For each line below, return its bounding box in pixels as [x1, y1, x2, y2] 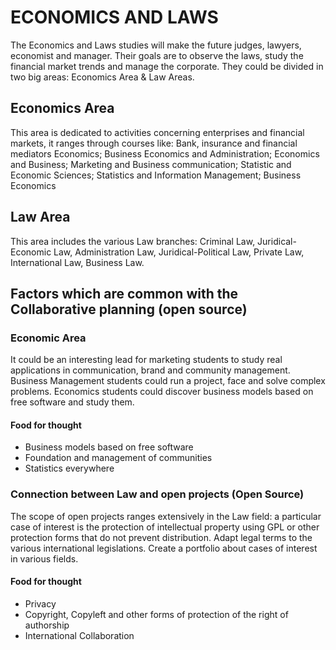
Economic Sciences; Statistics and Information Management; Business [10, 169, 302, 181]
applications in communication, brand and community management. [10, 364, 291, 376]
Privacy [24, 597, 57, 610]
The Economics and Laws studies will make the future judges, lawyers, [10, 39, 302, 51]
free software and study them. [10, 396, 135, 408]
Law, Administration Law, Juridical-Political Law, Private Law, [53, 246, 305, 258]
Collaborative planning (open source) [10, 301, 248, 318]
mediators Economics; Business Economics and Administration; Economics [10, 147, 320, 160]
